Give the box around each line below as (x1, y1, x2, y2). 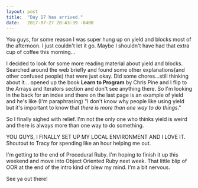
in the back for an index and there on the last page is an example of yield (6, 91, 183, 98)
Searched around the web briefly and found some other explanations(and (6, 66, 185, 74)
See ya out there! (6, 176, 48, 183)
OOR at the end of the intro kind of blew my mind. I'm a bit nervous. (6, 164, 170, 171)
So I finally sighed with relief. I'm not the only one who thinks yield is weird (6, 116, 187, 123)
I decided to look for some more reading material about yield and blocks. (6, 60, 183, 67)
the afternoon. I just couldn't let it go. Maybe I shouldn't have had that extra (6, 42, 190, 49)
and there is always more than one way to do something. (6, 122, 144, 129)
